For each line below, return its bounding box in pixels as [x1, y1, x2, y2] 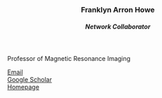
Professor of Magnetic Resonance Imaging [7, 54, 131, 62]
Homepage [7, 83, 40, 91]
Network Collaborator [85, 22, 151, 31]
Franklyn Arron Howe [80, 5, 156, 15]
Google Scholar [7, 75, 53, 83]
